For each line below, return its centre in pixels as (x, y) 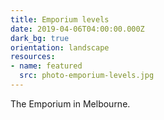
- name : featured (46, 66)
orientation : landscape (60, 47)
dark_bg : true (40, 38)
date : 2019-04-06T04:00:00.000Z (77, 29)
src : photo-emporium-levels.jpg (87, 76)
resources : (33, 57)
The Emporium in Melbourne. (70, 103)
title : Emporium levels (60, 19)
